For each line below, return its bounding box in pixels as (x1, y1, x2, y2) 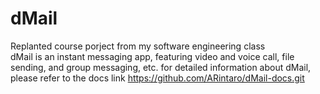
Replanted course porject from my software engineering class (10, 40, 266, 52)
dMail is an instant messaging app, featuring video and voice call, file (10, 50, 295, 62)
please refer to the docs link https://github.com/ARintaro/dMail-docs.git (10, 72, 305, 84)
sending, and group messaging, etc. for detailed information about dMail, (10, 61, 312, 73)
